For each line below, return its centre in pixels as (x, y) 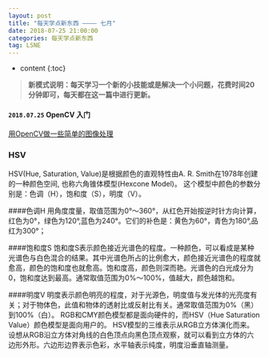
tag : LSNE (25, 46)
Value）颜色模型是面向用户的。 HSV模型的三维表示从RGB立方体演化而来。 (131, 324)
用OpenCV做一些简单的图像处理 (61, 134)
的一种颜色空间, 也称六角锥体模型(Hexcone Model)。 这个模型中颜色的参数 (131, 183)
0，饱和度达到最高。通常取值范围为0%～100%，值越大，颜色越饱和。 (124, 278)
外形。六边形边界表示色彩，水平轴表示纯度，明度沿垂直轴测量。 (127, 344)
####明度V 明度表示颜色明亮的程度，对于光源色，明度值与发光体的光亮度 (129, 295)
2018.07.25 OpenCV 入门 (49, 114)
